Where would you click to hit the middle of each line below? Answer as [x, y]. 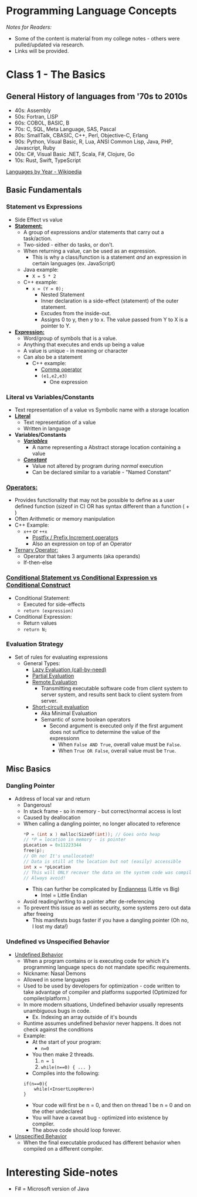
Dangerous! [37, 805]
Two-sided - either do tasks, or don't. [69, 244]
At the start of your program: [67, 1042]
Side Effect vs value [39, 220]
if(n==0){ [35, 1084]
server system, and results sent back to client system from [112, 694]
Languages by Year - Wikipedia [44, 171]
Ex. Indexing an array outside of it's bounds [84, 1017]
